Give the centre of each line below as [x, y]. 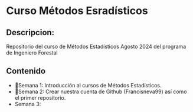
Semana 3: [28, 104]
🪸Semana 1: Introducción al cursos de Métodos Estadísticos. [88, 85]
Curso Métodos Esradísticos [77, 11]
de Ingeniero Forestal [32, 53]
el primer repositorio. [40, 97]
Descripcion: [30, 33]
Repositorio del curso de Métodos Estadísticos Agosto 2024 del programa [96, 46]
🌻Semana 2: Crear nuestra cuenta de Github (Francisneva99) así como [101, 91]
